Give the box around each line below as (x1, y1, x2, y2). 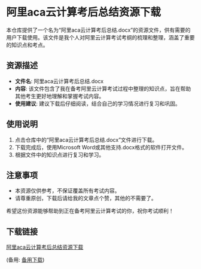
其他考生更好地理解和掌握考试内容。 (14, 92, 105, 99)
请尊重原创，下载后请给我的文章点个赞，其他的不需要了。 (14, 195, 157, 202)
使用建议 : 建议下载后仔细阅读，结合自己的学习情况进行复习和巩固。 (14, 100, 181, 107)
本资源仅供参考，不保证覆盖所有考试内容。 (14, 187, 120, 194)
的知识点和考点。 (6, 41, 48, 48)
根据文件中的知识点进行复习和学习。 (14, 151, 105, 158)
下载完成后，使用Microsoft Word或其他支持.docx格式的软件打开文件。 (14, 143, 187, 151)
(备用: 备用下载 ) (6, 256, 45, 264)
